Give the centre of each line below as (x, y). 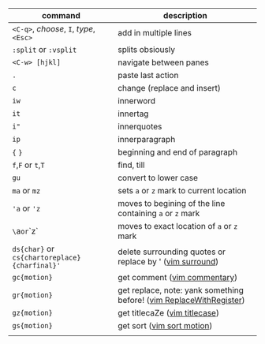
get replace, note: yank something (181, 290)
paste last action (148, 75)
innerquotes (140, 127)
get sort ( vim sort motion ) (165, 325)
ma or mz (26, 191)
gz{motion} (32, 313)
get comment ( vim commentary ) (178, 277)
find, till (131, 165)
